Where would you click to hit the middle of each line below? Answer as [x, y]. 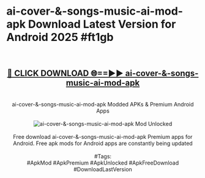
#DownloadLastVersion [103, 169]
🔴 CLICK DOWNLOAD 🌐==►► [65, 74]
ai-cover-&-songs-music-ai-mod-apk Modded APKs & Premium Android [103, 104]
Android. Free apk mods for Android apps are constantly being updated [103, 143]
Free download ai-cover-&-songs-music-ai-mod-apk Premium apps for [103, 136]
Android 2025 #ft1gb [60, 37]
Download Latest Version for [102, 24]
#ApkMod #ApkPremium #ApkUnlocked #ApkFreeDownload [103, 163]
